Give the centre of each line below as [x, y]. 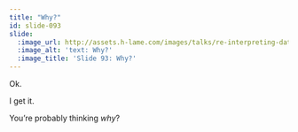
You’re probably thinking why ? [65, 118]
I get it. [22, 101]
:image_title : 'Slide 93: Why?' [77, 58]
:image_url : [39, 42]
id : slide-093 [35, 26]
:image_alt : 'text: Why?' [65, 50]
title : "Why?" [35, 17]
